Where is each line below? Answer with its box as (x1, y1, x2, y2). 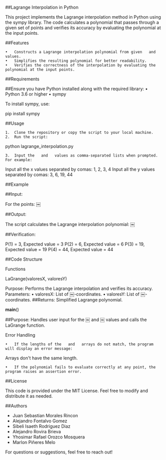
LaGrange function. (5, 322, 45, 328)
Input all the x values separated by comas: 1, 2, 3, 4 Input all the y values (5, 166, 155, 172)
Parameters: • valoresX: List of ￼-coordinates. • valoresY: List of (5, 291, 140, 297)
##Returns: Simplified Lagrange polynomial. (32, 297, 123, 302)
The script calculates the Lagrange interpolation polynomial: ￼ (5, 221, 135, 227)
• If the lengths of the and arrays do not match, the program (5, 342, 154, 347)
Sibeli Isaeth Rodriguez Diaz (12, 423, 71, 429)
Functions (5, 266, 26, 272)
